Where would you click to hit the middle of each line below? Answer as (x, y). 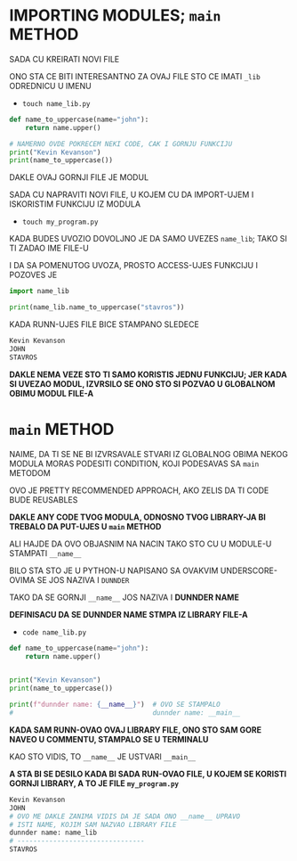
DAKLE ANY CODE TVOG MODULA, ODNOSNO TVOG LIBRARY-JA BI (138, 517)
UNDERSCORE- (249, 570)
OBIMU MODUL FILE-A (52, 393)
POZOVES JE (33, 275)
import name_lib (39, 291)
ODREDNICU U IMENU (50, 86)
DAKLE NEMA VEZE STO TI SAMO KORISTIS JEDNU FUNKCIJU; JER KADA (148, 374)
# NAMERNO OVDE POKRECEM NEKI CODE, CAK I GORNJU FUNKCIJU (121, 143)
